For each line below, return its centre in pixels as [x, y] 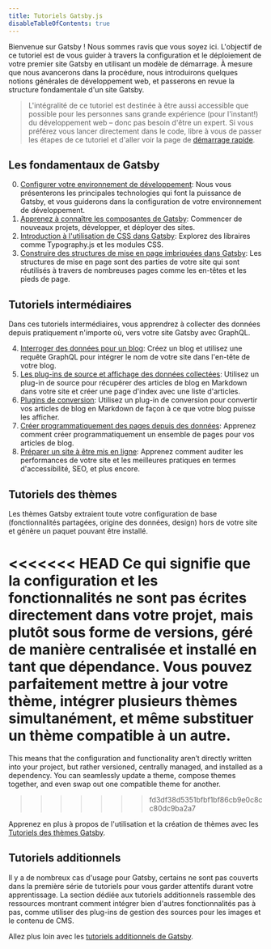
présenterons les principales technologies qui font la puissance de [131, 193]
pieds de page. [45, 279]
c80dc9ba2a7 [173, 808]
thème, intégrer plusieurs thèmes [123, 702]
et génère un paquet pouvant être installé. [78, 530]
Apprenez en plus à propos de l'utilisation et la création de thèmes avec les [133, 823]
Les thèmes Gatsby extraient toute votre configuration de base [113, 513]
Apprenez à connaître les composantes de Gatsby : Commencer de [131, 219]
